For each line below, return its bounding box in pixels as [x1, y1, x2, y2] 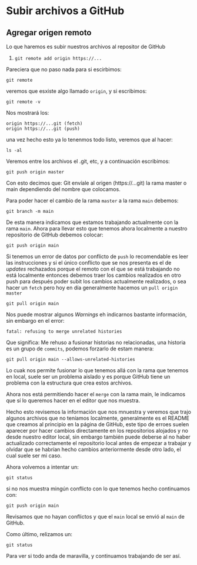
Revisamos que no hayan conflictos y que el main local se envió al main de [6, 513, 185, 520]
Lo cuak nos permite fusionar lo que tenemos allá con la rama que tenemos [6, 367, 189, 374]
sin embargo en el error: [6, 317, 65, 324]
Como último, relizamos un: [6, 531, 72, 537]
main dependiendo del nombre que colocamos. [6, 186, 121, 192]
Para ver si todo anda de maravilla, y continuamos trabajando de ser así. [6, 553, 181, 559]
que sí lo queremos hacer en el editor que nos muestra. [6, 397, 140, 404]
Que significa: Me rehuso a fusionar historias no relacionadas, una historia [6, 339, 186, 346]
